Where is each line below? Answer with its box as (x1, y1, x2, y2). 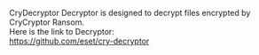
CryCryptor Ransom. (9, 17, 84, 27)
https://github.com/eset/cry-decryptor (9, 35, 150, 46)
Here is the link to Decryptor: (9, 27, 115, 36)
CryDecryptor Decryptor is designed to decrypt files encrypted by (9, 8, 251, 18)
